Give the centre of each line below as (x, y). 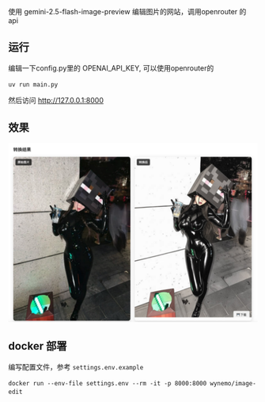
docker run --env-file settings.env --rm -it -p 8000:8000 (108, 383)
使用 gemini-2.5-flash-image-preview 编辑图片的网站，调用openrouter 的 (127, 11)
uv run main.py (33, 84)
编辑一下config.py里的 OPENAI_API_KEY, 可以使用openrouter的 (111, 68)
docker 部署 (38, 346)
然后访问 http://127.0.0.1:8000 (56, 100)
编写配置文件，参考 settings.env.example (76, 366)
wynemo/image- (233, 383)
